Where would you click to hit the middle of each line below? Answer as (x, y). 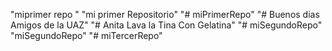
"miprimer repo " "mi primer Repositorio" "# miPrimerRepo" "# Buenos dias (165, 14)
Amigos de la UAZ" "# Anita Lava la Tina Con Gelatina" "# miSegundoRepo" (166, 25)
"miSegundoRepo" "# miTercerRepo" (86, 35)
